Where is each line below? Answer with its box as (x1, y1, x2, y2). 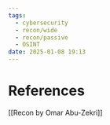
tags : (8, 11, 26, 20)
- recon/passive (15, 33, 68, 42)
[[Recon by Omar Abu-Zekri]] (8, 108, 103, 117)
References (8, 82, 85, 100)
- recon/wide (15, 26, 58, 34)
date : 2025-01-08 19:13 (8, 48, 86, 56)
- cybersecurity (15, 19, 68, 27)
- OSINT (15, 41, 41, 49)
